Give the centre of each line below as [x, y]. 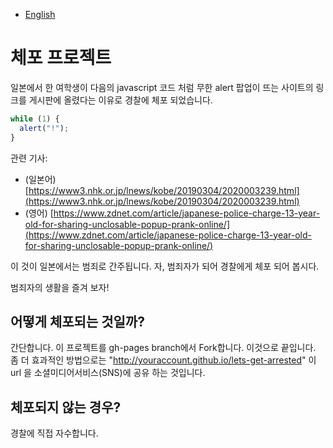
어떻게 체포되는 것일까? [77, 321]
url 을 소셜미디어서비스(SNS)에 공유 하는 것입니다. [108, 373]
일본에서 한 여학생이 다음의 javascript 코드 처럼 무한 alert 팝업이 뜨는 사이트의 [162, 87]
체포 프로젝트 [61, 58]
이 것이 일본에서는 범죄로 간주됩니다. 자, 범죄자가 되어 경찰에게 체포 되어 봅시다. [165, 266]
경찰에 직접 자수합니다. [54, 433]
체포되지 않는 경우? [66, 407]
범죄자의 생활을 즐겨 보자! [60, 287]
